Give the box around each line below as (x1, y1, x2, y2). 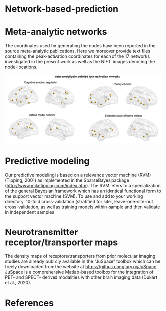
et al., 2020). (5, 280, 31, 286)
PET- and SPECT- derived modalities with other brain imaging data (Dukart (5, 274, 158, 280)
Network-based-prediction (5, 3, 119, 15)
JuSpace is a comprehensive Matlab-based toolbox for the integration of (5, 269, 154, 275)
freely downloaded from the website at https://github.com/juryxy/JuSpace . (5, 264, 158, 270)
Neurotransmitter (5, 226, 78, 237)
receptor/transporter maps (5, 237, 118, 248)
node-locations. (5, 64, 38, 70)
